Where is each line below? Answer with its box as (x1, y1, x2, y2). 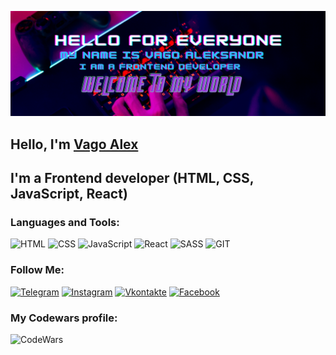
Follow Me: (10, 263, 65, 277)
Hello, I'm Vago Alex (10, 136, 139, 153)
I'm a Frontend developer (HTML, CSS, (10, 170, 255, 187)
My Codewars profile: (10, 311, 118, 325)
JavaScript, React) (10, 186, 128, 203)
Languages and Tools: (10, 216, 120, 230)
